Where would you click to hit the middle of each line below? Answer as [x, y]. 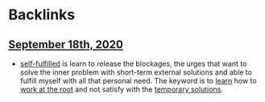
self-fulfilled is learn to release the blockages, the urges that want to [133, 63]
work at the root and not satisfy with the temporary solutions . [122, 89]
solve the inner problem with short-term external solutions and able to [136, 72]
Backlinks [42, 15]
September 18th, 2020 [66, 45]
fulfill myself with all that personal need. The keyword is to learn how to [138, 81]
